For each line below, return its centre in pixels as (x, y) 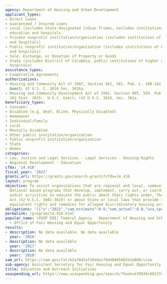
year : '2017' (23, 246)
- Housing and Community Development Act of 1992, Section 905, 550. (79, 93)
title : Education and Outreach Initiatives (51, 269)
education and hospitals (35, 33)
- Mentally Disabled (27, 130)
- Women (13, 149)
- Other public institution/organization (49, 135)
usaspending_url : (23, 274)
